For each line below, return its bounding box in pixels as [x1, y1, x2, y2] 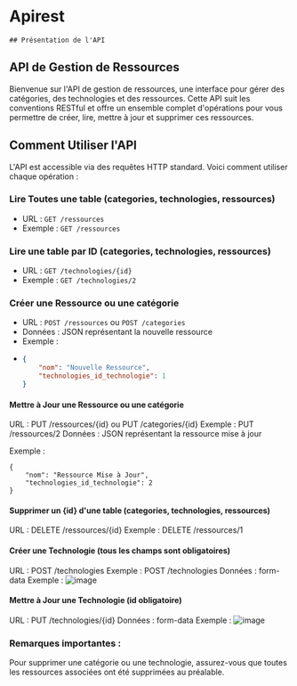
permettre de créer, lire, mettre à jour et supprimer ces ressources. [9, 111, 254, 122]
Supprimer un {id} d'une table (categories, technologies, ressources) [9, 505, 271, 516]
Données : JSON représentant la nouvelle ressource [21, 327, 213, 338]
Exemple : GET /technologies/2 [21, 274, 137, 286]
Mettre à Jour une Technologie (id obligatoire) [9, 595, 182, 606]
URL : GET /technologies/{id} [21, 265, 132, 276]
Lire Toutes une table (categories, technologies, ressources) [9, 193, 276, 206]
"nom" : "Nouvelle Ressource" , [38, 363, 150, 372]
